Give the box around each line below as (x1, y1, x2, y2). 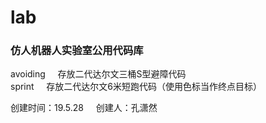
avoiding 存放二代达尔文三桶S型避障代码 (10, 68, 187, 80)
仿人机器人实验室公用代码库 (10, 44, 144, 58)
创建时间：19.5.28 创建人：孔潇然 (10, 102, 158, 114)
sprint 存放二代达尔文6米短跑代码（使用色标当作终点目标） (10, 81, 262, 93)
